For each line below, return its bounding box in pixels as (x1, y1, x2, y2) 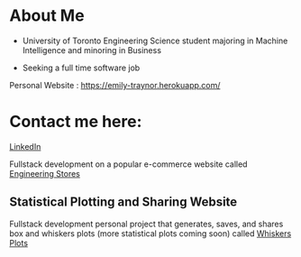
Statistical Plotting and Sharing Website (9, 195, 238, 210)
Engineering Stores (9, 168, 81, 179)
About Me (9, 5, 85, 26)
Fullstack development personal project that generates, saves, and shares (9, 218, 284, 229)
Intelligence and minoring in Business (22, 44, 162, 55)
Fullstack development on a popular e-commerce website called (9, 159, 248, 170)
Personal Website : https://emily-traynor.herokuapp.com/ (9, 79, 221, 90)
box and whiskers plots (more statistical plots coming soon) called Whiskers (9, 227, 292, 239)
